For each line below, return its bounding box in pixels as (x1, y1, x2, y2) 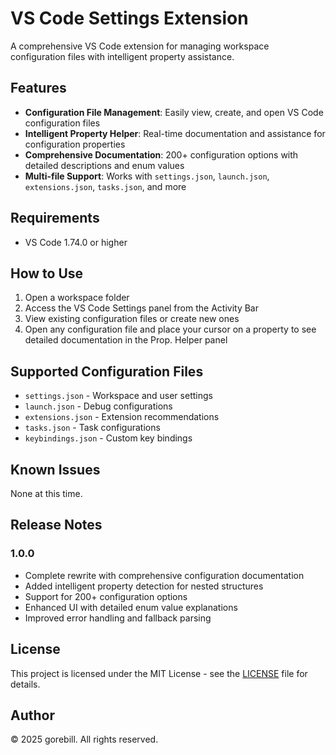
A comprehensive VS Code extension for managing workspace (10, 40, 270, 52)
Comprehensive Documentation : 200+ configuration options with (24, 148, 299, 161)
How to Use (10, 265, 84, 282)
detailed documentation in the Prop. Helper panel (24, 334, 228, 346)
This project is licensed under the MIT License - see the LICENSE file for (10, 667, 308, 679)
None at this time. (10, 488, 83, 499)
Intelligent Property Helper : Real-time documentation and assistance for (24, 127, 326, 139)
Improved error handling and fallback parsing (24, 612, 212, 624)
